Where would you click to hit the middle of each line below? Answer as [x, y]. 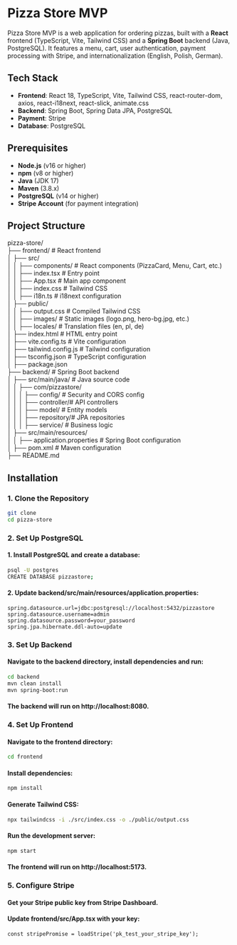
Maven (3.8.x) [38, 188]
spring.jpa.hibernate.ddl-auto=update [65, 626]
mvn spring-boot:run [38, 690]
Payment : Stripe [42, 118]
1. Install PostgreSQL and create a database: [74, 555]
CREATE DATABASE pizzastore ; [51, 576]
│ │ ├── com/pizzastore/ [44, 387]
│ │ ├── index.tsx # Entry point [53, 274]
